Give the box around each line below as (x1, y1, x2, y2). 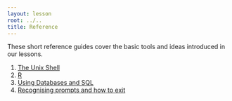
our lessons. (7, 50, 44, 58)
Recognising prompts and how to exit (17, 86, 126, 95)
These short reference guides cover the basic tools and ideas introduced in (7, 43, 226, 51)
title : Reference (7, 23, 58, 30)
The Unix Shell (17, 64, 60, 72)
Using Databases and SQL (17, 79, 94, 87)
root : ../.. (7, 17, 42, 24)
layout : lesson (7, 10, 52, 18)
